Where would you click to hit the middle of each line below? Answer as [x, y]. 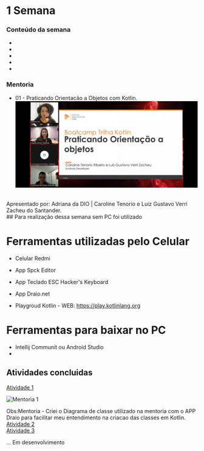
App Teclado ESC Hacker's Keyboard [62, 282]
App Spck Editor [36, 270]
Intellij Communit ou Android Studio [59, 347]
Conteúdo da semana [39, 30]
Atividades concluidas [49, 373]
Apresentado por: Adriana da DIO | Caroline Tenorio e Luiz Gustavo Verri [97, 204]
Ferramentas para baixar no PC [86, 330]
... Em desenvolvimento [36, 442]
